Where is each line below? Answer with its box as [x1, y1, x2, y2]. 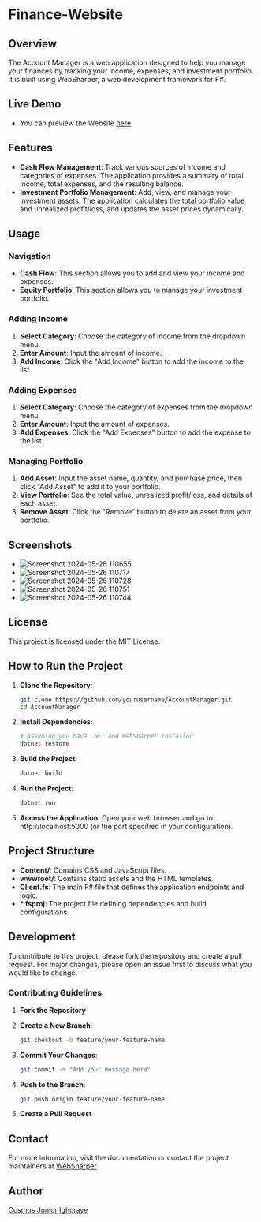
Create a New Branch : [19, 1020, 93, 1030]
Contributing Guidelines [8, 988, 103, 999]
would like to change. [8, 968, 77, 977]
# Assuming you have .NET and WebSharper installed [19, 732, 193, 741]
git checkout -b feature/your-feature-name [19, 1036, 166, 1044]
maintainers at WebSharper [8, 1161, 97, 1171]
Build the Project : [19, 754, 77, 764]
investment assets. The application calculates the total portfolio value [19, 196, 245, 205]
